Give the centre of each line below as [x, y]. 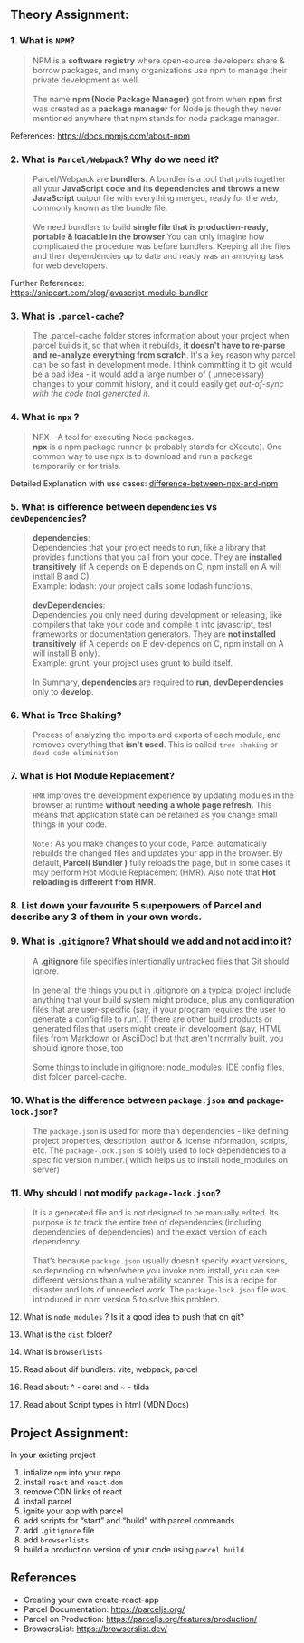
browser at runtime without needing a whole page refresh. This [152, 805]
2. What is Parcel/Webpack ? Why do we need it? [115, 159]
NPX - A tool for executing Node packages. [113, 437]
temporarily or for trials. [76, 466]
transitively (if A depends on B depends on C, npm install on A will [157, 566]
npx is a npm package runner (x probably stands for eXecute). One [157, 447]
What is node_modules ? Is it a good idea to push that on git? [134, 1317]
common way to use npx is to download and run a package [142, 456]
